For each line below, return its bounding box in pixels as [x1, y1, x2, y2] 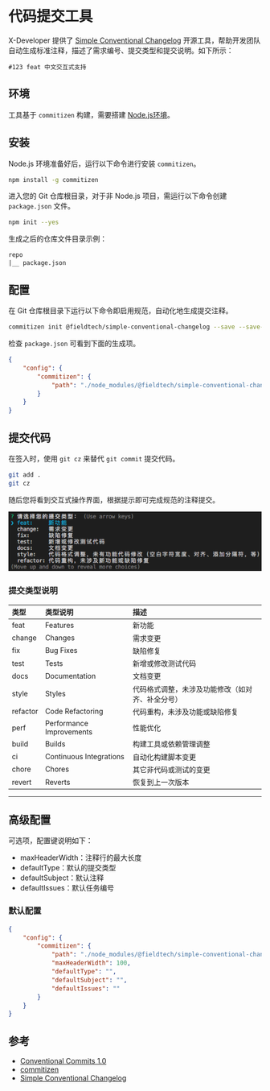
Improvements [45, 727, 93, 737]
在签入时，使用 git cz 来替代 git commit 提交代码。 [8, 453, 180, 463]
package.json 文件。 [8, 201, 75, 211]
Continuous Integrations [45, 752, 125, 762]
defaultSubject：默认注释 [19, 873, 104, 882]
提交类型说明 [8, 585, 59, 597]
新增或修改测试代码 [132, 659, 197, 668]
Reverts [45, 777, 71, 787]
